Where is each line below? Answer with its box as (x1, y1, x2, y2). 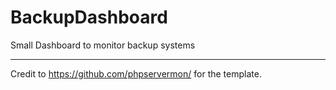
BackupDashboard (10, 6, 168, 29)
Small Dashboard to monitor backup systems (10, 39, 196, 51)
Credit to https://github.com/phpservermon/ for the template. (10, 67, 262, 80)
